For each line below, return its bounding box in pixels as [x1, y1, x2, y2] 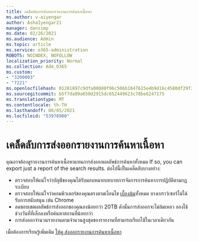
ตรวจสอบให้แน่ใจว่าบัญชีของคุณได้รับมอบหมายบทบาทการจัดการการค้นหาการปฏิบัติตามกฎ [14, 176, 187, 184]
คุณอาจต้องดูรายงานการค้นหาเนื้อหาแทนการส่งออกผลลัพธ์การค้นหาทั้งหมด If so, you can [6, 158, 183, 165]
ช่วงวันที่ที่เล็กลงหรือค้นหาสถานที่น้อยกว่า [14, 210, 93, 217]
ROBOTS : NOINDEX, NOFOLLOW [6, 53, 72, 58]
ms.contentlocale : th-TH [6, 102, 67, 108]
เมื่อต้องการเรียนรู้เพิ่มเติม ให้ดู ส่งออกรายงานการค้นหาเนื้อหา [6, 228, 122, 236]
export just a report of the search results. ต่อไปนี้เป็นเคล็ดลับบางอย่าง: [6, 165, 161, 172]
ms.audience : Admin [6, 36, 54, 42]
